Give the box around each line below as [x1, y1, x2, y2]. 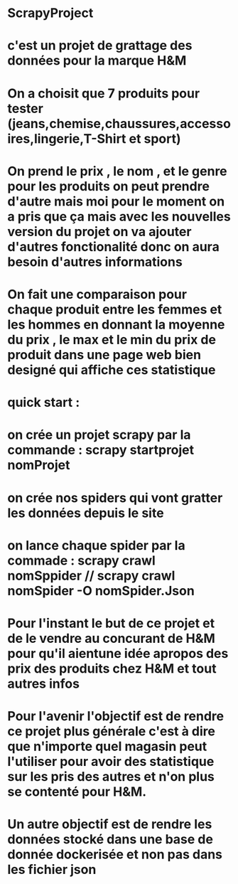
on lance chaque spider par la [7, 537, 186, 553]
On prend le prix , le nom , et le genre [7, 163, 227, 179]
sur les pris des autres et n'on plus [7, 769, 215, 785]
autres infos [7, 676, 80, 691]
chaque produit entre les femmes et [7, 301, 222, 317]
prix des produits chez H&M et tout [7, 660, 217, 676]
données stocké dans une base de [7, 831, 213, 848]
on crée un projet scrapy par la [7, 427, 191, 443]
